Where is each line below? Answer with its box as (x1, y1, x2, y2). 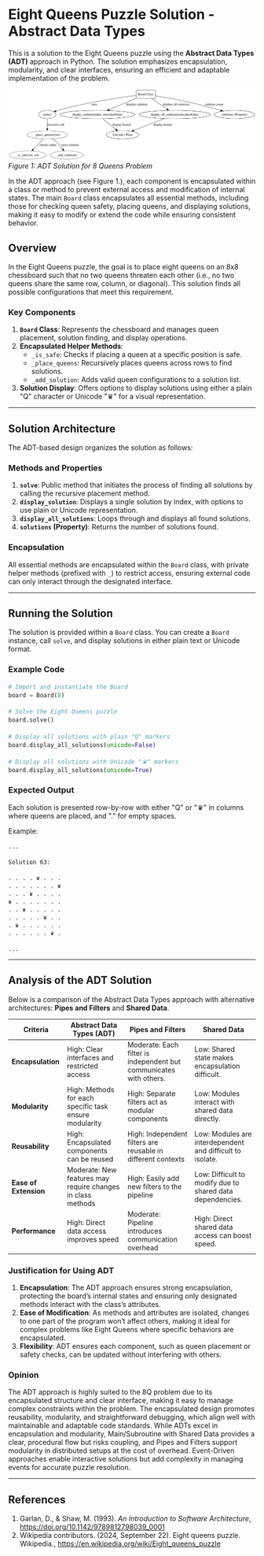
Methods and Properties (8, 462, 103, 473)
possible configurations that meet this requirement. (8, 287, 174, 296)
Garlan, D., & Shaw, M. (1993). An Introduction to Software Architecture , (19, 1514, 251, 1524)
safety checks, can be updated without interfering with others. (19, 1350, 222, 1360)
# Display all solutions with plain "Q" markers (8, 733, 170, 741)
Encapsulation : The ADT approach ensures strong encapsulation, (19, 1283, 233, 1293)
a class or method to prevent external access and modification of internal (8, 185, 245, 195)
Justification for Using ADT (8, 1264, 115, 1276)
